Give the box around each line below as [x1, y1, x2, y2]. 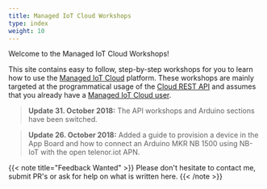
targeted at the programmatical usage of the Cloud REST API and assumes [8, 82, 257, 91]
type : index [8, 19, 48, 27]
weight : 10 [8, 27, 45, 35]
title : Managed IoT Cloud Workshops [8, 11, 131, 20]
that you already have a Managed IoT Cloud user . [8, 90, 172, 100]
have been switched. [27, 115, 98, 124]
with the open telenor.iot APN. [40, 147, 140, 157]
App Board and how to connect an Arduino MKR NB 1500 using [27, 139, 238, 149]
